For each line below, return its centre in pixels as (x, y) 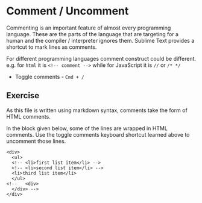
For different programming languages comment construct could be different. (101, 58)
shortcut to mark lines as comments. (52, 47)
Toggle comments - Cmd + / (49, 77)
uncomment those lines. (36, 141)
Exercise (23, 95)
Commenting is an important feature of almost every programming (89, 28)
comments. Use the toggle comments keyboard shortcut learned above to (98, 134)
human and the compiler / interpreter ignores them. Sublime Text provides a (100, 40)
